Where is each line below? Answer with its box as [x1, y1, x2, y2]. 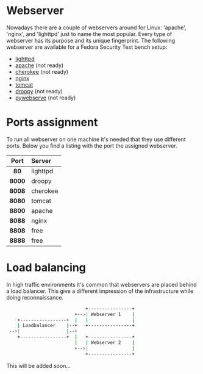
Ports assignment [6, 115, 98, 129]
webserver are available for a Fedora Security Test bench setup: [6, 43, 168, 51]
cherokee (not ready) [15, 68, 69, 75]
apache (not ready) [15, 62, 64, 69]
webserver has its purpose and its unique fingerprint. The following [6, 37, 176, 44]
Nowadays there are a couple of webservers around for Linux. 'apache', [6, 24, 187, 31]
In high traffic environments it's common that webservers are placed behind [6, 281, 197, 288]
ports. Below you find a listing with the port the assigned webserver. [6, 142, 178, 149]
